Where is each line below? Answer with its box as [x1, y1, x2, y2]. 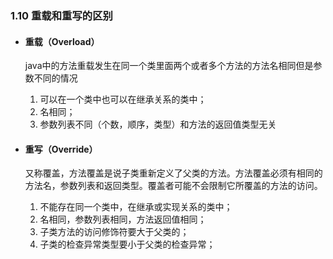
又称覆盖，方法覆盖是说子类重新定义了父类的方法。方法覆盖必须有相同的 [24, 167, 323, 179]
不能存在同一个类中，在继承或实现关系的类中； [39, 201, 233, 213]
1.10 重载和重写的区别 [10, 8, 113, 22]
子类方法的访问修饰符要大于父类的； [39, 226, 190, 238]
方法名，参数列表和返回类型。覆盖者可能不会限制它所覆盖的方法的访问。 [24, 180, 323, 192]
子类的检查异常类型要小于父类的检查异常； [39, 238, 216, 251]
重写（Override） [24, 143, 98, 155]
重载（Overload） [24, 35, 100, 47]
